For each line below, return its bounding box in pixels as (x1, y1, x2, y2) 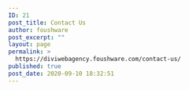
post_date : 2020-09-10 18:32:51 (8, 70, 114, 77)
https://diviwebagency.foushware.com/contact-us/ (15, 56, 181, 63)
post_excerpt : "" (8, 33, 65, 41)
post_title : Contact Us (8, 19, 87, 27)
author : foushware (8, 26, 69, 34)
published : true (8, 63, 61, 70)
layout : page (8, 41, 51, 49)
